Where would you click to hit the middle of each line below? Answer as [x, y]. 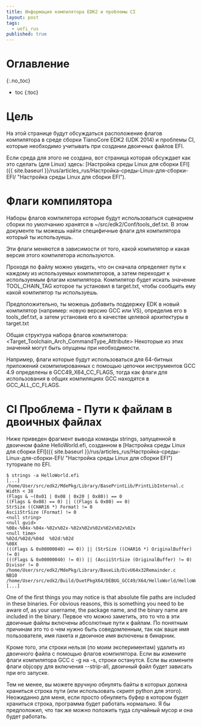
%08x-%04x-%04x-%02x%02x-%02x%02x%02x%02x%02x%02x [71, 528]
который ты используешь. [40, 237]
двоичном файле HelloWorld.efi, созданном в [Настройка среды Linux [96, 445]
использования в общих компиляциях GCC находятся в [78, 378]
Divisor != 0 [23, 565]
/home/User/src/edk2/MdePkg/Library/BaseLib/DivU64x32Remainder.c [91, 570]
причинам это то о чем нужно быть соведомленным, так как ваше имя [98, 629]
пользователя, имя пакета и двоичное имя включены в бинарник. [91, 635]
